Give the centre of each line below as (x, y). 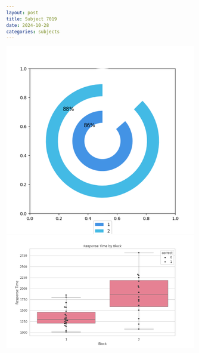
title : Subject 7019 (32, 19)
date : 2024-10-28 (28, 25)
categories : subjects (33, 32)
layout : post (22, 13)
